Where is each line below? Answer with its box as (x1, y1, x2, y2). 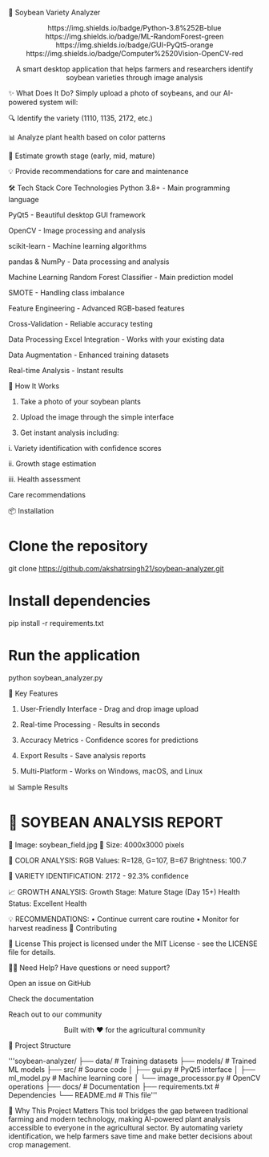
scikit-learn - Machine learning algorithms (8, 242, 147, 250)
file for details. (8, 947, 56, 956)
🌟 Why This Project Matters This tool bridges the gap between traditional (8, 1106, 248, 1115)
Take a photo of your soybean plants (19, 397, 142, 406)
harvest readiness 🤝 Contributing (8, 923, 118, 932)
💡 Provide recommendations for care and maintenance (8, 167, 189, 176)
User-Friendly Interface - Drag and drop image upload (19, 704, 199, 713)
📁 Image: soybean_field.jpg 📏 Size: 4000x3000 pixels (8, 839, 185, 850)
